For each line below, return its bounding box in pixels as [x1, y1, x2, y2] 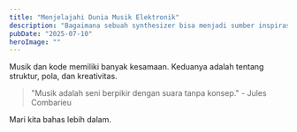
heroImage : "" [9, 37, 62, 47]
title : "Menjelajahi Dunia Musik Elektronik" [9, 12, 179, 22]
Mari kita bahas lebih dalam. [9, 114, 112, 125]
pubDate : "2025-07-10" [9, 29, 93, 38]
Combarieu [30, 98, 72, 108]
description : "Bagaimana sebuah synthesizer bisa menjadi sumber [9, 21, 255, 30]
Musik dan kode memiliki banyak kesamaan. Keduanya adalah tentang [9, 62, 264, 72]
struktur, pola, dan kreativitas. [9, 71, 118, 82]
